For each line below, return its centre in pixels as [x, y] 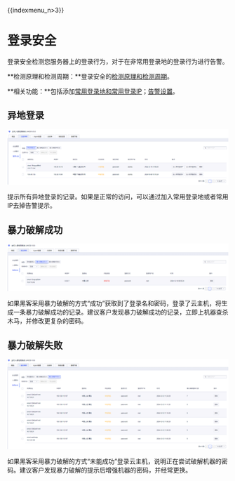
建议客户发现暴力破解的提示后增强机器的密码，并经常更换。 [105, 470]
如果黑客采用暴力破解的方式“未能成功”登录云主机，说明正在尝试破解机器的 [115, 461]
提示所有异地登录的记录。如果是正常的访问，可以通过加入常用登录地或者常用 [118, 197]
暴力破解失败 [35, 345]
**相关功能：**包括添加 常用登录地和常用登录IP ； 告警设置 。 [93, 91]
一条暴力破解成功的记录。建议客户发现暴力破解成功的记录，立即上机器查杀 [121, 312]
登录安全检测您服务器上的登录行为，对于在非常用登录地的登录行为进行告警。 [118, 61]
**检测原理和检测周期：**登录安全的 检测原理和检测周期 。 [90, 76]
